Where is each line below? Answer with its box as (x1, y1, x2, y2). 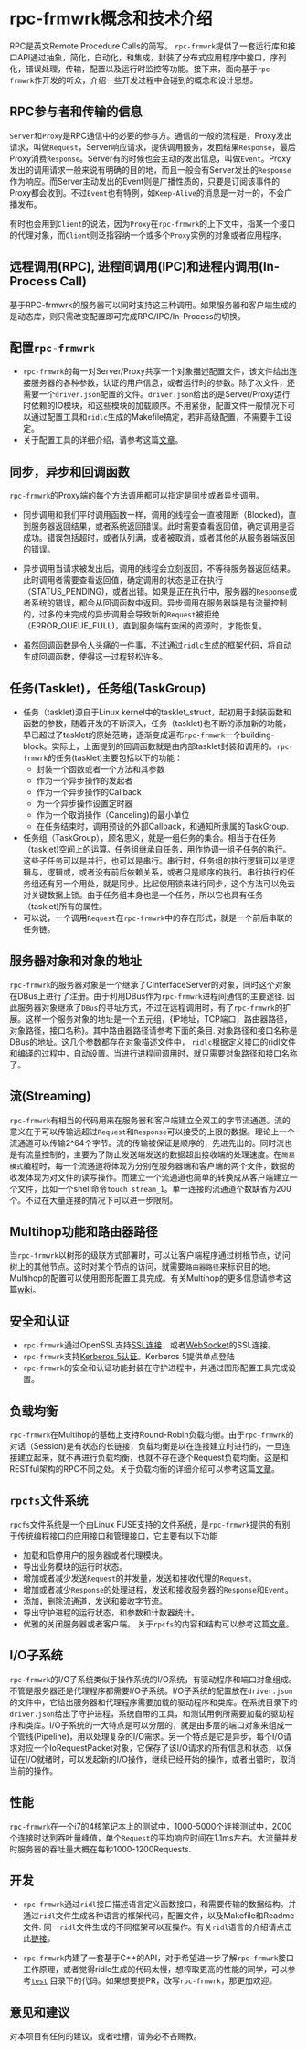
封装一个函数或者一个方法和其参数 (36, 764, 165, 774)
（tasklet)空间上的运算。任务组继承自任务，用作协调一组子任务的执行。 (22, 843, 291, 854)
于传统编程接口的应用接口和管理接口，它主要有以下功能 (9, 1529, 217, 1541)
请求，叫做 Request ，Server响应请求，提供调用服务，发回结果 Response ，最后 (9, 141, 297, 152)
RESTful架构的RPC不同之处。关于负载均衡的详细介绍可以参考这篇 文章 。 (9, 1464, 281, 1475)
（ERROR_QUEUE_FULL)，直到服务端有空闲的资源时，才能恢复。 (22, 620, 268, 631)
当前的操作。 (9, 1765, 58, 1776)
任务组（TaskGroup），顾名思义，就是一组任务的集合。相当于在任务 (22, 832, 277, 843)
